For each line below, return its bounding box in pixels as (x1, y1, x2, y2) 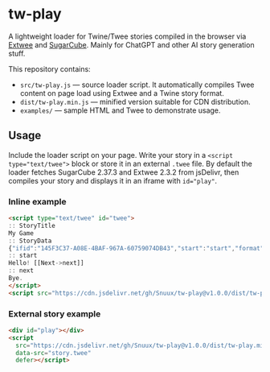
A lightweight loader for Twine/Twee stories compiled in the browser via (8, 31, 247, 41)
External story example (8, 308, 101, 319)
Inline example (8, 196, 67, 207)
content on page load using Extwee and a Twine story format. (19, 88, 225, 97)
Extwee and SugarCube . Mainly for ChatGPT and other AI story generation (8, 39, 255, 49)
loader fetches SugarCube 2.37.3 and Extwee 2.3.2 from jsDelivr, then (8, 167, 239, 177)
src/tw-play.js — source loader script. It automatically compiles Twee (19, 80, 255, 89)
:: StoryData (8, 237, 52, 245)
